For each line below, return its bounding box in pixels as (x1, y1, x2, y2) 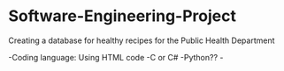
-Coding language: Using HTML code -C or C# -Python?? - (8, 52, 224, 62)
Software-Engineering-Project (8, 6, 236, 26)
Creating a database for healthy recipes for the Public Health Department (8, 35, 275, 46)
